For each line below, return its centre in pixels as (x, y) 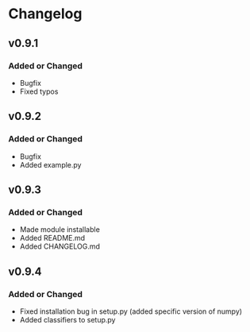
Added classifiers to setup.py (67, 319)
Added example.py (50, 164)
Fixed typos (39, 91)
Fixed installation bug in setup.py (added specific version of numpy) (131, 311)
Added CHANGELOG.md (60, 246)
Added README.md (52, 238)
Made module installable (60, 230)
